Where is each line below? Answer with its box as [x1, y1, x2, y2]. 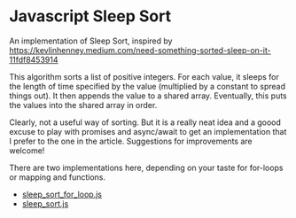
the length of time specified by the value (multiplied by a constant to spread [9, 81, 286, 91]
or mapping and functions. [9, 171, 106, 183]
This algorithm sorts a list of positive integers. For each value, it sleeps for [9, 71, 279, 82]
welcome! [9, 144, 45, 156]
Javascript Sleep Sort [9, 6, 171, 27]
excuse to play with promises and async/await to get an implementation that [9, 126, 287, 136]
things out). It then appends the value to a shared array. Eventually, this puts [9, 90, 288, 101]
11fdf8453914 [9, 54, 58, 65]
